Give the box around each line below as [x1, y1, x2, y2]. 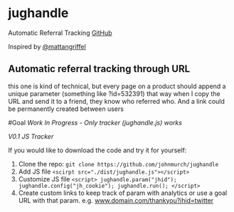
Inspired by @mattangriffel [8, 42, 86, 51]
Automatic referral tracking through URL [8, 63, 191, 75]
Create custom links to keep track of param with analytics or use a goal [18, 189, 228, 197]
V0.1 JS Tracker [8, 132, 54, 140]
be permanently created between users [8, 105, 124, 113]
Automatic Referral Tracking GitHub [8, 28, 112, 37]
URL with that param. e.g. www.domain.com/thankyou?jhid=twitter [18, 196, 214, 204]
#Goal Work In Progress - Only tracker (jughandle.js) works [8, 118, 182, 127]
